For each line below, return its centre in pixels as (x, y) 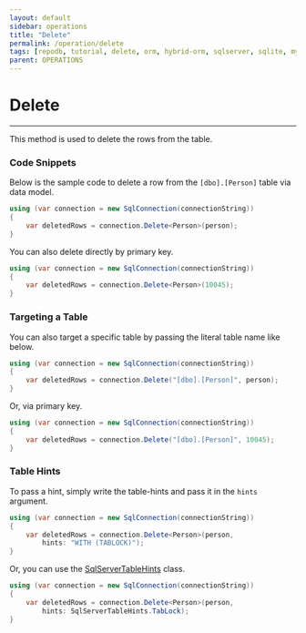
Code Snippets (43, 162)
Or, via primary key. (46, 406)
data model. (32, 192)
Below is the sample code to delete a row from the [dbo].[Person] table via (150, 182)
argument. (29, 501)
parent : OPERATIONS (46, 60)
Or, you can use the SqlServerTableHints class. (97, 569)
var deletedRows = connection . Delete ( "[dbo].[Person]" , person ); (153, 380)
